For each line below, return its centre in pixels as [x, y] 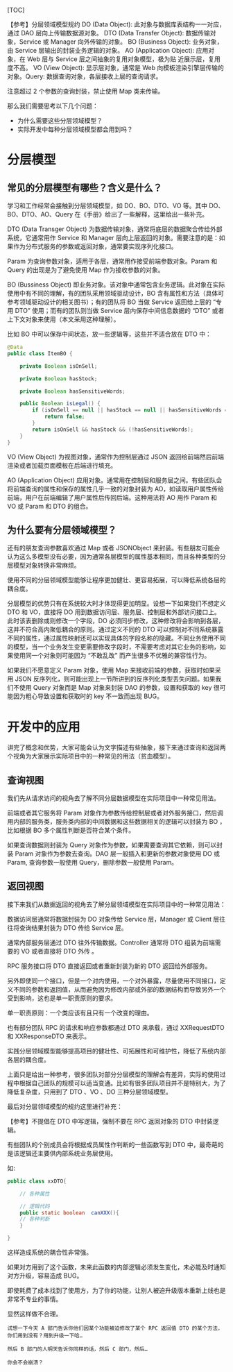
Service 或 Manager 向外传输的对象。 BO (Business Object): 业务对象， [121, 42]
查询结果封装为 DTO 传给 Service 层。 [73, 928]
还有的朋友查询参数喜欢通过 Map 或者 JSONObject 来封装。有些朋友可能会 [114, 548]
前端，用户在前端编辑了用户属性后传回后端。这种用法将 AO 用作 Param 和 [112, 497]
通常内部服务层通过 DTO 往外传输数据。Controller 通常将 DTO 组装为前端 [111, 942]
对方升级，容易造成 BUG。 [45, 1276]
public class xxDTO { [37, 1181]
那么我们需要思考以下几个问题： [53, 106]
